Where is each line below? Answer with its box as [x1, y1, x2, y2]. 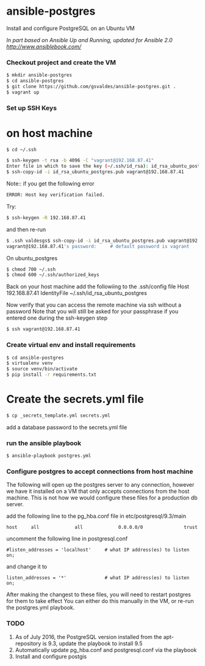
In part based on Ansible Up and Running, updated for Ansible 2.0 [6, 36, 173, 43]
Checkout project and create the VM [6, 58, 117, 67]
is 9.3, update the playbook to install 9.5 [42, 640, 143, 647]
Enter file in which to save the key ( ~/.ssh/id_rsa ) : [6, 163, 149, 170]
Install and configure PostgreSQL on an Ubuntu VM [6, 24, 135, 32]
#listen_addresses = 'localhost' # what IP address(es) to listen [6, 547, 190, 553]
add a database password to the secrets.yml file [6, 424, 128, 431]
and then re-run [6, 225, 46, 233]
